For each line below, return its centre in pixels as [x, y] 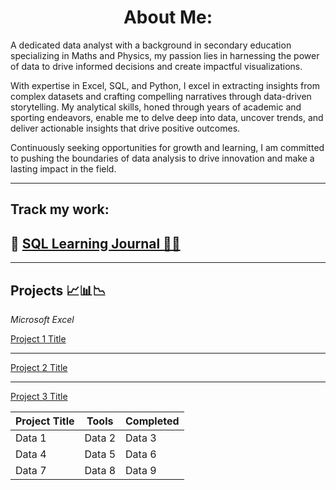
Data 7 [31, 470]
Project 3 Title [39, 396]
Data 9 [141, 470]
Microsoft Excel [42, 319]
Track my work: [60, 209]
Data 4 [31, 454]
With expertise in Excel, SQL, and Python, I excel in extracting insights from [165, 85]
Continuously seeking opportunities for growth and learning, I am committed [167, 147]
